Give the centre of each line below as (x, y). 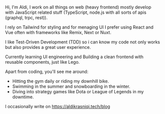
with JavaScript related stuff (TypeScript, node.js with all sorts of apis (76, 12)
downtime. (23, 97)
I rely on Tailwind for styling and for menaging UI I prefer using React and (79, 27)
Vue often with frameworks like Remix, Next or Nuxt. (58, 32)
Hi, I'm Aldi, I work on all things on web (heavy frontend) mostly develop (78, 7)
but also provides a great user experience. (48, 47)
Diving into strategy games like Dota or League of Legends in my (78, 92)
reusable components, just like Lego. (42, 62)
